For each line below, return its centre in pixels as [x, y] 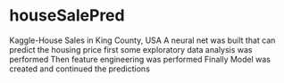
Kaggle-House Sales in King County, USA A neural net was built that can [142, 40]
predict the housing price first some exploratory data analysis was [131, 49]
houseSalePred [67, 16]
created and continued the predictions [79, 69]
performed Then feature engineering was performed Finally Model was [140, 59]
